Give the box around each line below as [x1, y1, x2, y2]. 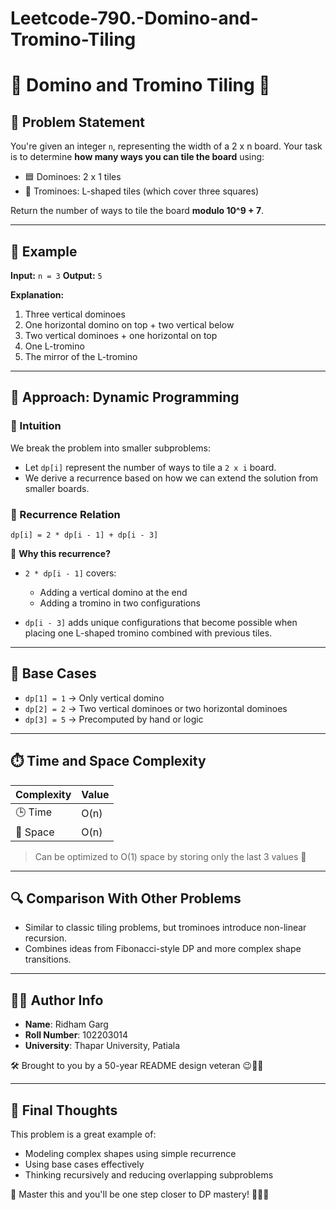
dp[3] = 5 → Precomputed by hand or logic [24, 713, 204, 725]
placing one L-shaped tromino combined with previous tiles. [24, 627, 273, 639]
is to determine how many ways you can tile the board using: [10, 151, 265, 163]
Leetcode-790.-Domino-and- [10, 7, 259, 30]
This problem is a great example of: [10, 1128, 157, 1141]
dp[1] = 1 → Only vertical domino [24, 692, 165, 704]
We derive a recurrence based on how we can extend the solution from [24, 472, 319, 484]
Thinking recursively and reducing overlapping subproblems [24, 1169, 274, 1181]
